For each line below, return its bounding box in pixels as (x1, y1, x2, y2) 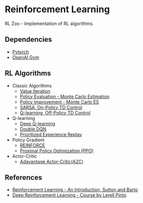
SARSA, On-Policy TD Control (19, 104, 83, 110)
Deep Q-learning (19, 120, 56, 126)
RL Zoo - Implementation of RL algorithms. (5, 20, 94, 27)
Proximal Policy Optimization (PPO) (19, 147, 94, 154)
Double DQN (19, 126, 46, 132)
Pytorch (12, 48, 29, 55)
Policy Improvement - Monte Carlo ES (19, 98, 99, 105)
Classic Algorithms (12, 83, 52, 89)
